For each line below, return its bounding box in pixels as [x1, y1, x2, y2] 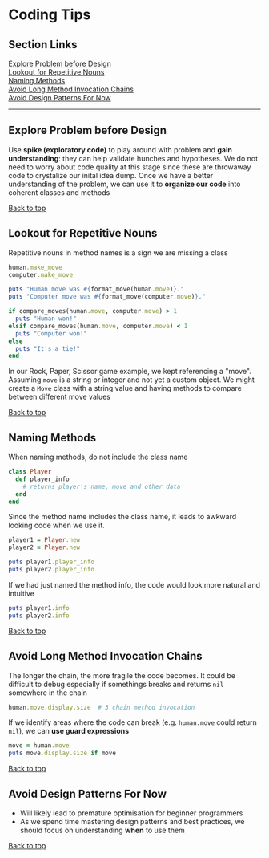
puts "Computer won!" [15, 329, 88, 338]
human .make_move [8, 263, 62, 271]
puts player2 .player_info [8, 566, 94, 574]
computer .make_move [8, 270, 74, 279]
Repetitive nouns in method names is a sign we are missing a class [8, 247, 228, 258]
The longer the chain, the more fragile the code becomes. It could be [8, 670, 236, 680]
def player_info [15, 475, 70, 483]
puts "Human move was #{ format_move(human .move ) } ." [8, 285, 184, 294]
